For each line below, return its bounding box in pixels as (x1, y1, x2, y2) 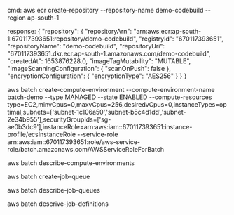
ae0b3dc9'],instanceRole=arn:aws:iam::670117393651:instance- (7, 123, 193, 131)
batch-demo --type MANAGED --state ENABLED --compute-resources (7, 93, 212, 101)
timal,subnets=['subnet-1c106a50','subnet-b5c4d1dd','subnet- (7, 108, 186, 116)
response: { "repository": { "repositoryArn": (7, 27, 132, 35)
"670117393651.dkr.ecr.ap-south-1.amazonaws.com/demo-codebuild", (7, 49, 211, 58)
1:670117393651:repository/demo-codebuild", (7, 34, 138, 43)
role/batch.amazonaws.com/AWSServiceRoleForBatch (7, 145, 165, 153)
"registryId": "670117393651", (139, 34, 224, 43)
